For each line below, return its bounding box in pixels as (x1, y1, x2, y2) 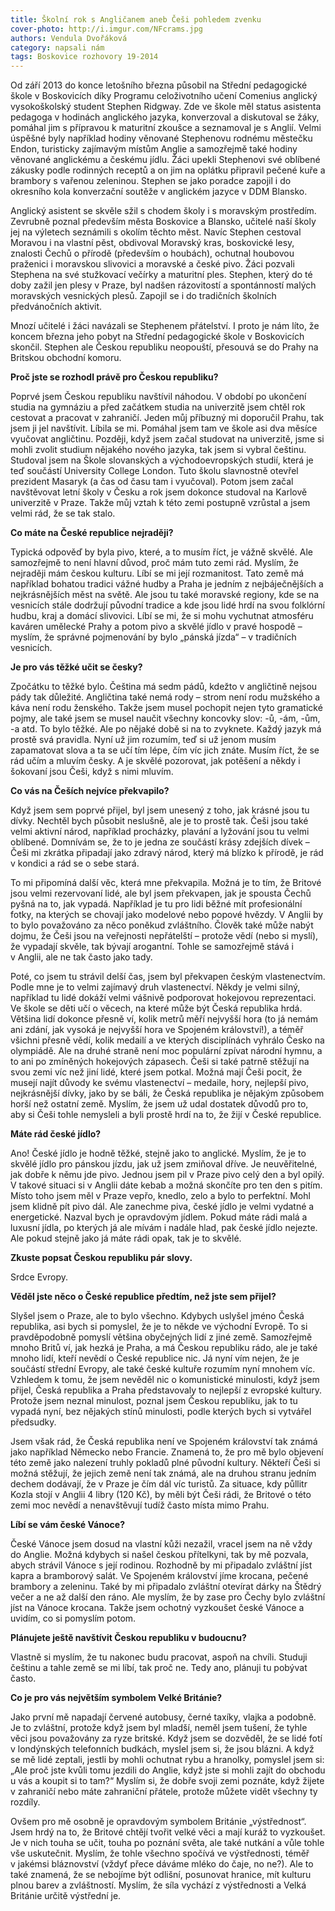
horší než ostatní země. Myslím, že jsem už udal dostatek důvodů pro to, (10, 1098, 309, 1110)
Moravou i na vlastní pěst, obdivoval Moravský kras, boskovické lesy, (10, 237, 295, 249)
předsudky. (10, 1416, 57, 1428)
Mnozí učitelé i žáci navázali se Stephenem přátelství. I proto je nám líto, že (10, 320, 320, 332)
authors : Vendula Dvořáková (10, 33, 128, 43)
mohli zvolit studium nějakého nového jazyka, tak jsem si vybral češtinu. (10, 444, 307, 456)
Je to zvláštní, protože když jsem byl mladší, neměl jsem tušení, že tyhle (10, 1722, 308, 1734)
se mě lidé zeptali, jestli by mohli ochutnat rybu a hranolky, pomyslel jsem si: (10, 1754, 325, 1766)
